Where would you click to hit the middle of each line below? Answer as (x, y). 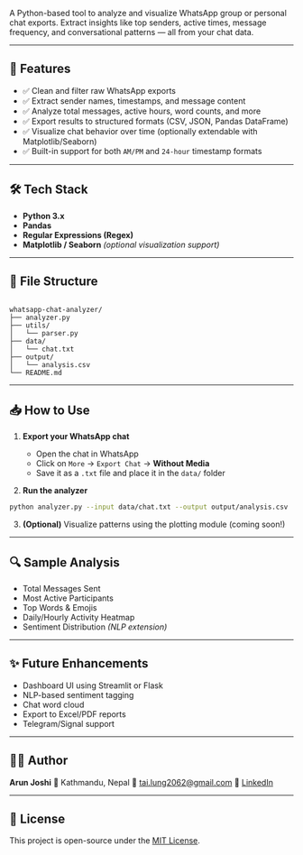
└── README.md (36, 373)
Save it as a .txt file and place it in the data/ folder (130, 473)
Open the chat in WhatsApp (87, 454)
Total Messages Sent (61, 588)
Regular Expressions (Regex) (78, 234)
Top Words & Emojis (60, 607)
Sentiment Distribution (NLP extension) (95, 627)
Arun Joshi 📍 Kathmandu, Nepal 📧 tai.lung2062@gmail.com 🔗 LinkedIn (141, 782)
